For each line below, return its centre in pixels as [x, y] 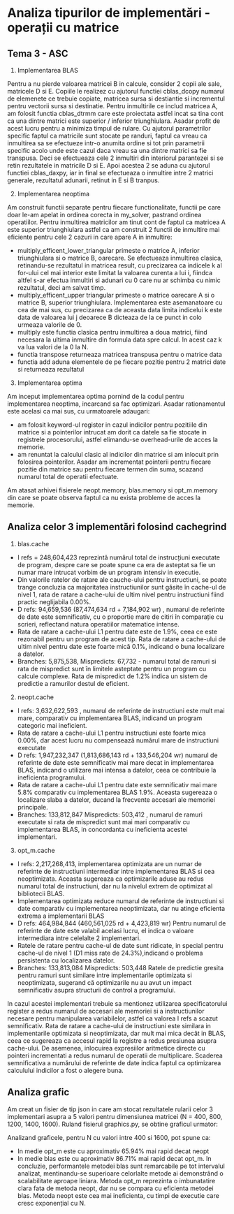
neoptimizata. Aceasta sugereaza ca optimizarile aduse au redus [110, 879]
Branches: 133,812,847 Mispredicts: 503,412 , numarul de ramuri [110, 814]
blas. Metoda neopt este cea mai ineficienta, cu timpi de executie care [118, 1195]
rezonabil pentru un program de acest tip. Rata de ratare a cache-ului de [122, 639]
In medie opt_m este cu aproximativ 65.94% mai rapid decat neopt [113, 1151]
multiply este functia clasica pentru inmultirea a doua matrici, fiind [112, 332]
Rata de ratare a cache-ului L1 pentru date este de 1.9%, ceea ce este [117, 631]
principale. [32, 807]
